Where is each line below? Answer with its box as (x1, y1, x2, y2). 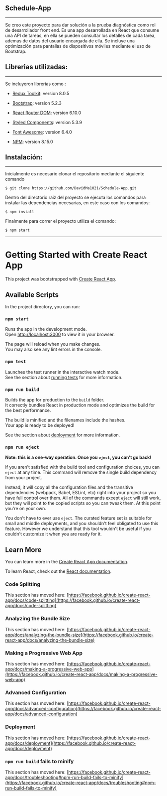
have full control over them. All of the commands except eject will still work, (5, 495, 161, 501)
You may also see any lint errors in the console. (5, 346, 102, 353)
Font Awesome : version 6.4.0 (12, 129, 72, 135)
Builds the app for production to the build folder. (5, 397, 105, 403)
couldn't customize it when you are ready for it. (5, 531, 102, 537)
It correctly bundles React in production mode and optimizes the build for (5, 402, 155, 408)
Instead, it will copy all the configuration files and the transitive (5, 484, 133, 490)
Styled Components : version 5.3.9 (12, 119, 82, 125)
